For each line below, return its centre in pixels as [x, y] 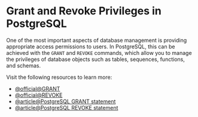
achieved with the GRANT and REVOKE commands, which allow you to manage [99, 53]
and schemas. [24, 65]
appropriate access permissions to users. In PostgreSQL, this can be [91, 47]
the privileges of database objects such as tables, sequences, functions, [96, 59]
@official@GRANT [37, 88]
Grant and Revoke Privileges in [84, 11]
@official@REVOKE [39, 95]
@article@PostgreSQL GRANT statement [65, 101]
